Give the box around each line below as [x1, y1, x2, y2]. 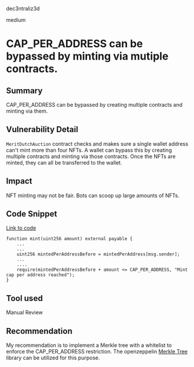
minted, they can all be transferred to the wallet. [6, 159, 122, 166]
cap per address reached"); [6, 272, 75, 278]
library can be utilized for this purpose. [6, 354, 100, 362]
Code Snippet [6, 209, 58, 219]
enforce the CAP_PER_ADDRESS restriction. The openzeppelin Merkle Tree [6, 348, 188, 355]
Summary [6, 86, 43, 96]
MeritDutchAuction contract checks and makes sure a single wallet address [6, 140, 189, 147]
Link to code [6, 224, 36, 232]
